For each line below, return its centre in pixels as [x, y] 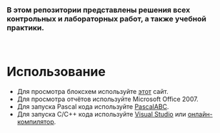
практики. [25, 28]
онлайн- [200, 115]
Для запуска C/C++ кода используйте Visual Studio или [101, 115]
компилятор [35, 122]
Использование [56, 72]
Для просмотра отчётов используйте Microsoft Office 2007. [107, 99]
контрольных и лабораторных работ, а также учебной [106, 18]
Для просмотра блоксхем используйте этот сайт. [92, 92]
